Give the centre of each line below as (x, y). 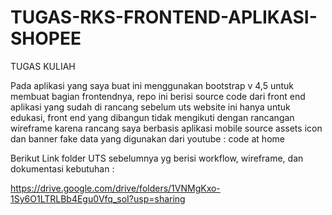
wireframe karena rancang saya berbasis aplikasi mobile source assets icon (166, 128)
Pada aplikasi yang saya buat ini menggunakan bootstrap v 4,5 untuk (152, 85)
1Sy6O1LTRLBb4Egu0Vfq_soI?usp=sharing (98, 198)
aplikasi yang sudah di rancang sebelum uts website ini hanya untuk (150, 107)
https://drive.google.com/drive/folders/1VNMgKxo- (115, 188)
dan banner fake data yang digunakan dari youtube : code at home (147, 138)
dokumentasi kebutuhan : (62, 168)
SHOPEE (46, 38)
